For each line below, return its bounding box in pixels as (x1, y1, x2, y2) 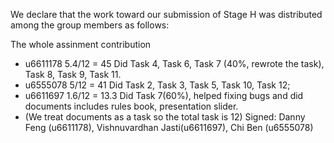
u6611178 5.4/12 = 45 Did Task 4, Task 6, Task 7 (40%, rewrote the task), (24, 58, 325, 69)
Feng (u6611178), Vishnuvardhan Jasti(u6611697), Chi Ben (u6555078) (24, 122, 314, 133)
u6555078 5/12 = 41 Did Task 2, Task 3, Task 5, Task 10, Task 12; (24, 79, 291, 91)
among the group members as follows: (10, 19, 170, 31)
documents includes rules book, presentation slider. (24, 100, 239, 112)
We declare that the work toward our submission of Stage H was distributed (10, 9, 323, 20)
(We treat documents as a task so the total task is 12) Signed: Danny (24, 111, 306, 123)
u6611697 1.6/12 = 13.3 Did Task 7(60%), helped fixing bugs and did (24, 90, 304, 101)
